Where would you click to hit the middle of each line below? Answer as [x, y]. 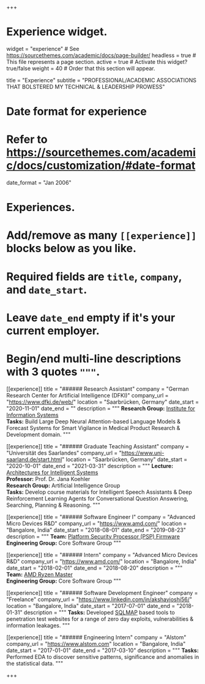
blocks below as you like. [71, 248]
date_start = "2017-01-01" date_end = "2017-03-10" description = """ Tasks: [102, 650]
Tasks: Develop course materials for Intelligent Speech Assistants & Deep [99, 492]
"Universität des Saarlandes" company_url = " [64, 453]
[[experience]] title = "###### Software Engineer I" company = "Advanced [101, 517]
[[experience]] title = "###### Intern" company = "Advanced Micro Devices [102, 555]
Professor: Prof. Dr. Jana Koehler [48, 478]
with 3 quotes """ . [53, 372]
